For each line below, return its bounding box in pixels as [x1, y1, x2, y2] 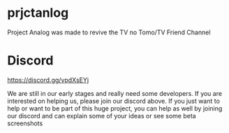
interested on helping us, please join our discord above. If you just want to [7, 97, 220, 105]
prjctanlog [7, 5, 69, 21]
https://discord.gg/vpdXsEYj [7, 76, 89, 84]
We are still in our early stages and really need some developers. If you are [7, 89, 222, 97]
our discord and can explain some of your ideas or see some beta [7, 111, 197, 120]
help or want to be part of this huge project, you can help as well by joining [7, 104, 223, 113]
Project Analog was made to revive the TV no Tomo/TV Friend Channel [7, 28, 211, 36]
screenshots [7, 119, 43, 127]
